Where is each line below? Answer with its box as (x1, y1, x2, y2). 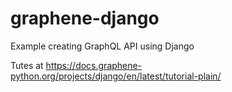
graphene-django (10, 7, 160, 30)
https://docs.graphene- (45, 59, 143, 71)
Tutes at (10, 59, 44, 71)
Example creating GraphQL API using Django (10, 40, 195, 52)
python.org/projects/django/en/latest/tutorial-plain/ (10, 70, 222, 82)
